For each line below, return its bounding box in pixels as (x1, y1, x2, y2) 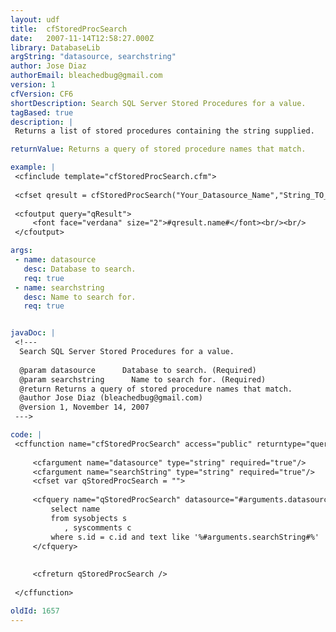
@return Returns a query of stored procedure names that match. (19, 384, 293, 394)
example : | (10, 162, 56, 173)
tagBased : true (10, 107, 74, 118)
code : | (10, 430, 43, 440)
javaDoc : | (10, 328, 56, 338)
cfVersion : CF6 (10, 89, 74, 99)
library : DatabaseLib (10, 42, 101, 53)
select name (50, 504, 101, 514)
